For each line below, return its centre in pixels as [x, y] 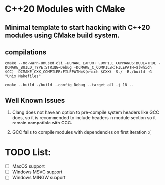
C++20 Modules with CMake [65, 9]
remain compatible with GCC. [42, 123]
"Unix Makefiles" [23, 76]
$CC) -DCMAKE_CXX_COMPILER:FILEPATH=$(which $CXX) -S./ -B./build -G [79, 72]
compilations [26, 52]
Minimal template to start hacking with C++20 [78, 28]
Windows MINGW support [39, 178]
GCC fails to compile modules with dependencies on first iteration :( [82, 132]
